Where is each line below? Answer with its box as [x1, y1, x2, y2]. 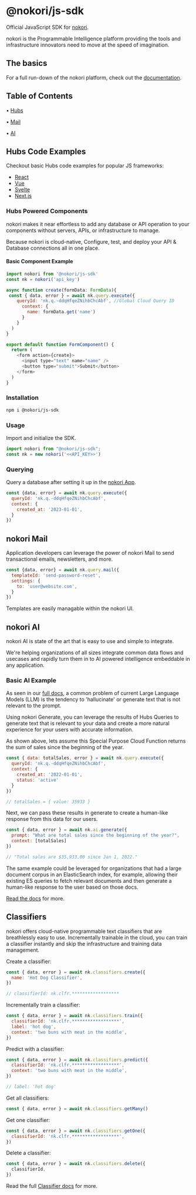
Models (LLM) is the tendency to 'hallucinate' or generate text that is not [6, 696, 181, 703]
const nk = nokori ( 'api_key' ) [6, 276, 80, 282]
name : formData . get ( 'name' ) [27, 309, 96, 315]
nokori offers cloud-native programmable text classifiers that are [6, 928, 163, 935]
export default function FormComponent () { [6, 342, 114, 347]
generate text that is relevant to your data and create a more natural [6, 720, 170, 727]
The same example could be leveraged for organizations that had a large [6, 865, 182, 872]
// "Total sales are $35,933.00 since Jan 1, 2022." [6, 854, 138, 860]
